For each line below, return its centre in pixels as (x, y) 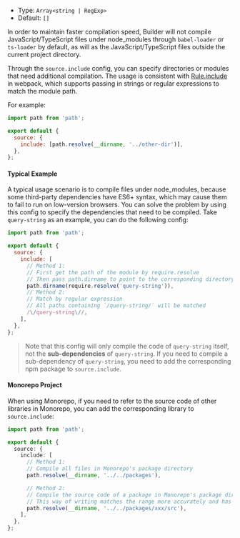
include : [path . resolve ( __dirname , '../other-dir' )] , (102, 144)
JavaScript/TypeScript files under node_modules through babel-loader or (116, 39)
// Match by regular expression (74, 299)
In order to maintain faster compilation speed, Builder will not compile (110, 32)
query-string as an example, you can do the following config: (98, 220)
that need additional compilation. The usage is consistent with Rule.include (117, 76)
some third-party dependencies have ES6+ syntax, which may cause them (117, 197)
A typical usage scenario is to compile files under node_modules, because (117, 189)
